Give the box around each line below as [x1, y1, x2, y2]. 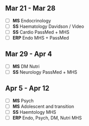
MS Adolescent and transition [12, 103, 74, 109]
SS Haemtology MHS [12, 109, 56, 115]
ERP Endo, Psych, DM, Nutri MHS [12, 115, 82, 121]
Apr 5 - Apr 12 [5, 84, 49, 93]
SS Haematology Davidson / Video [12, 23, 84, 29]
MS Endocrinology [12, 17, 51, 23]
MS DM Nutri [12, 63, 40, 69]
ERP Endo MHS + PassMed [12, 35, 69, 41]
